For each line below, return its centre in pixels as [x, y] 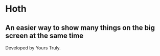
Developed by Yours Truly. [33, 48]
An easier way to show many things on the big [80, 28]
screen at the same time [44, 35]
